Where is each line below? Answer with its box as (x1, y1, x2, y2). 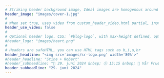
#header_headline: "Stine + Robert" (5, 57, 80, 62)
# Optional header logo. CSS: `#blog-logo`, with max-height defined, (5, 34, 152, 39)
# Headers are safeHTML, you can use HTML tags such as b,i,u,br (5, 47, 141, 52)
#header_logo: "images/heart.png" (5, 39, 76, 44)
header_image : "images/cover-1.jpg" (5, 12, 80, 16)
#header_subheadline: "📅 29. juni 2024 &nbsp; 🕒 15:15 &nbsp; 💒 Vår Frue (5, 61, 160, 66)
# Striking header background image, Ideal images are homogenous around (5, 7, 159, 12)
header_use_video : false (5, 25, 56, 30)
